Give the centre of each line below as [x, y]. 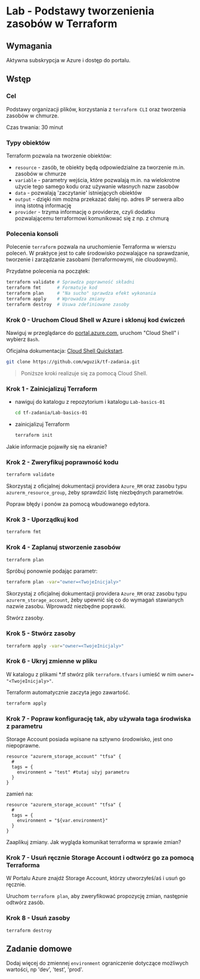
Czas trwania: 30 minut [35, 127]
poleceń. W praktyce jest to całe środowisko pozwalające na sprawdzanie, [98, 253]
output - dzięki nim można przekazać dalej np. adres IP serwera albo [99, 199]
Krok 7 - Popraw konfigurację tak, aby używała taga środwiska [99, 718]
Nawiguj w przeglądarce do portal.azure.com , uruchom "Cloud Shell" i [93, 333]
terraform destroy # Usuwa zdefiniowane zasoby [68, 304]
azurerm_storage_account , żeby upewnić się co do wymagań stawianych [95, 600]
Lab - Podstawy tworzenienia [80, 11]
